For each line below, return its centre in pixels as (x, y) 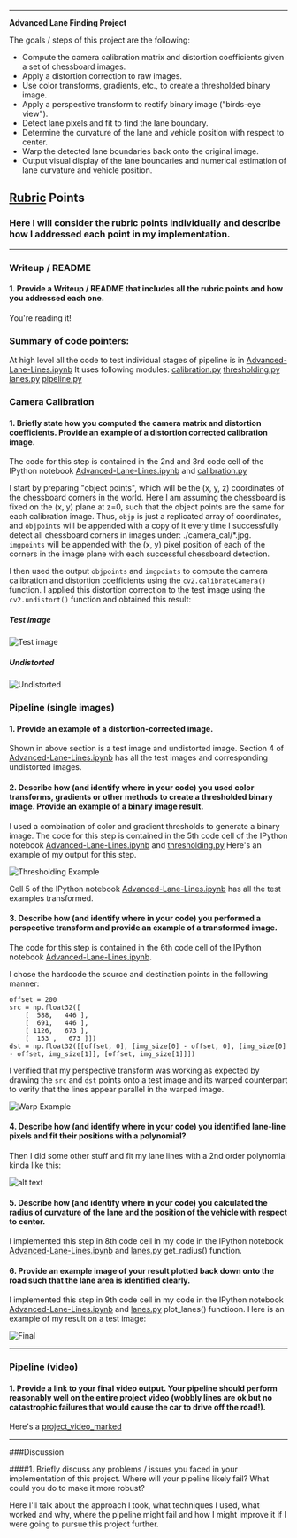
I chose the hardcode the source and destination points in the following (138, 974)
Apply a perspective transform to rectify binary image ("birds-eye (141, 104)
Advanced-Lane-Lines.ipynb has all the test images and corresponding (138, 757)
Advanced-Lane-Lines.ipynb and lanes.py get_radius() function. (126, 1251)
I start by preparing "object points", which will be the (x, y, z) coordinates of (147, 488)
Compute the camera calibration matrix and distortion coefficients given (153, 57)
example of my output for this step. (73, 854)
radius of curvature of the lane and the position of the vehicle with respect (148, 1212)
